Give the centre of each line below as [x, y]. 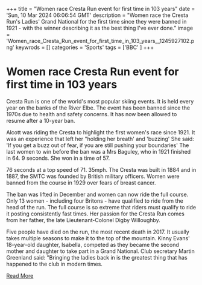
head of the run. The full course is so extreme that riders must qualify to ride [101, 207]
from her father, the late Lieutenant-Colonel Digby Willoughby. [84, 220]
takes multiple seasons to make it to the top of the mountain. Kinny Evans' [98, 238]
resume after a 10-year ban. [41, 120]
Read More [20, 275]
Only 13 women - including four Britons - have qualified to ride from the [95, 201]
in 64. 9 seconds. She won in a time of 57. [58, 158]
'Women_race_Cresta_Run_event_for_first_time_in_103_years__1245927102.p [100, 41]
